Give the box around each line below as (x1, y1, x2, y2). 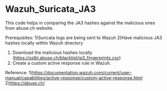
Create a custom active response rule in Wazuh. (12, 60, 111, 66)
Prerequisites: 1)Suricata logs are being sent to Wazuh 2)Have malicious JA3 (5, 35, 163, 41)
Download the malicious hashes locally (12, 49, 93, 55)
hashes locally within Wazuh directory (5, 40, 83, 45)
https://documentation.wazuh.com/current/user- (32, 69, 132, 75)
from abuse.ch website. (5, 25, 54, 31)
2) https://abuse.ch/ (5, 80, 45, 86)
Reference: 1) (5, 69, 32, 75)
